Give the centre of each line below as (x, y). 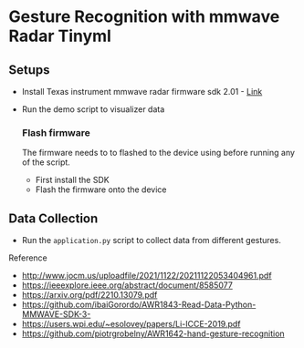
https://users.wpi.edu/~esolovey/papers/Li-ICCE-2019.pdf (131, 324)
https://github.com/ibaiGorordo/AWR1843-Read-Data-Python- (139, 305)
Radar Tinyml (60, 36)
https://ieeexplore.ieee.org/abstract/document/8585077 (127, 285)
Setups (30, 70)
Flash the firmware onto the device (101, 189)
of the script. (46, 162)
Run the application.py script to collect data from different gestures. (152, 241)
